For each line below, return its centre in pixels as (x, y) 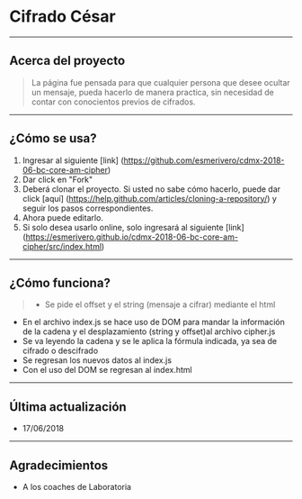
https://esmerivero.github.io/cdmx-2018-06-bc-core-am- (132, 237)
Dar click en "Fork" (58, 179)
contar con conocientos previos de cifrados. (113, 102)
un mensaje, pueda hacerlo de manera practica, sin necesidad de (152, 92)
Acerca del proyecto (67, 61)
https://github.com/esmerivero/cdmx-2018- (204, 160)
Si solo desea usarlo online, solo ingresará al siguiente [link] (133, 227)
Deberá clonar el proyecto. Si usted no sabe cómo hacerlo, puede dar (151, 189)
